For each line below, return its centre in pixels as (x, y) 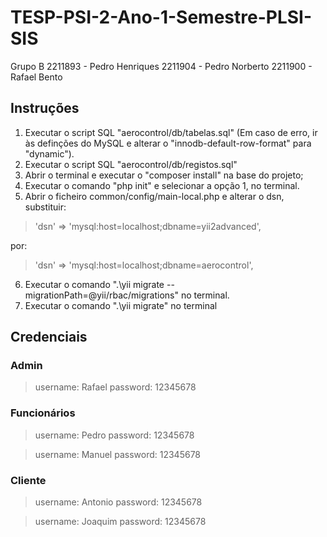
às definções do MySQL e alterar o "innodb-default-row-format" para (168, 143)
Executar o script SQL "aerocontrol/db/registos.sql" (131, 164)
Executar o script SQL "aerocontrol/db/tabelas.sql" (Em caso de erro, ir (171, 132)
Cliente (28, 480)
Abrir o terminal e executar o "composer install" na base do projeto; (164, 175)
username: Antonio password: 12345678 (118, 502)
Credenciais (49, 337)
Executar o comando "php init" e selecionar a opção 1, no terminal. (162, 185)
